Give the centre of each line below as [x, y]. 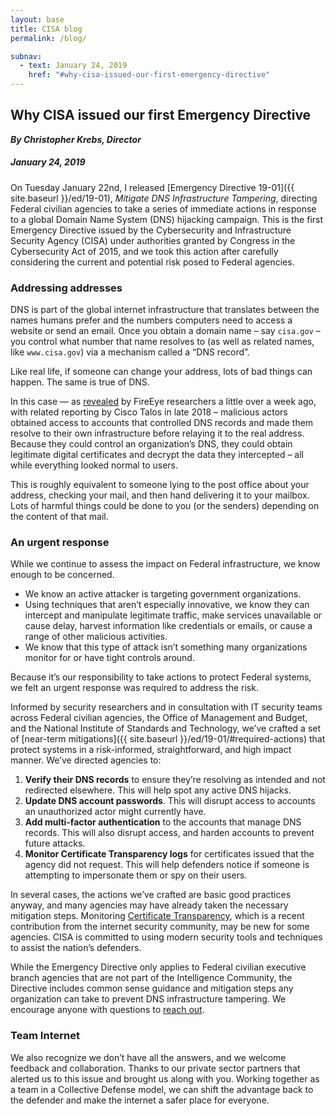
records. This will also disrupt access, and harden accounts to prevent [169, 833]
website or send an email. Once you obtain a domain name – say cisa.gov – [165, 331]
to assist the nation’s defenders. [76, 948]
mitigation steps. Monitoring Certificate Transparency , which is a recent [157, 916]
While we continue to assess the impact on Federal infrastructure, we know [165, 564]
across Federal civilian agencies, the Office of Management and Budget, [159, 718]
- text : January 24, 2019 [73, 66]
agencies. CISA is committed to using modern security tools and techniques [166, 937]
